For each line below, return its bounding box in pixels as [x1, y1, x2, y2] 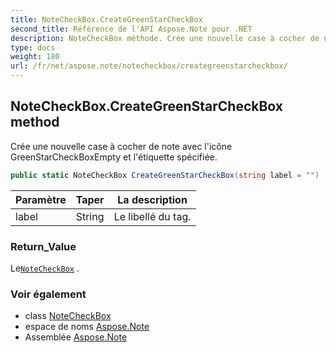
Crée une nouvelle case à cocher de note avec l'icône [10, 140, 233, 152]
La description [117, 192, 188, 206]
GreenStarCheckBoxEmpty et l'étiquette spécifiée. [10, 151, 218, 163]
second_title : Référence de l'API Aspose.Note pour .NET [10, 24, 253, 34]
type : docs [10, 42, 56, 53]
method [10, 114, 60, 131]
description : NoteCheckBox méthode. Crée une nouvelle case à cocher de [10, 33, 320, 43]
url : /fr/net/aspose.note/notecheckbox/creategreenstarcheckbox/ [10, 61, 288, 71]
